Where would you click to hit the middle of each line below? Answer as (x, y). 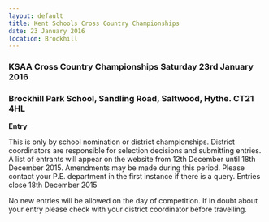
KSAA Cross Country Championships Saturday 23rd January (131, 67)
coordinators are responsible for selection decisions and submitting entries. (135, 151)
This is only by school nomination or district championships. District (122, 142)
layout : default (36, 16)
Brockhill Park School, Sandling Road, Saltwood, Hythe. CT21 (131, 99)
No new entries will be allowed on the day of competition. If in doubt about (133, 201)
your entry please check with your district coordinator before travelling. (128, 209)
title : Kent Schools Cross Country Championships (94, 23)
